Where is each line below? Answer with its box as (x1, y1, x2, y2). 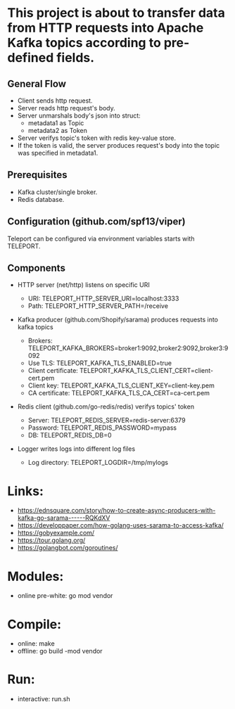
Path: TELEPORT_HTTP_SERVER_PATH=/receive (27, 302, 169, 310)
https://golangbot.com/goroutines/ (17, 544, 118, 552)
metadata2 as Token (27, 127, 88, 134)
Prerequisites (7, 169, 68, 181)
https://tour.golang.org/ (17, 536, 86, 544)
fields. (56, 50, 95, 66)
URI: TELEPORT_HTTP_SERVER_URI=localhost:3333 (27, 294, 179, 303)
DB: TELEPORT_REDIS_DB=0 (27, 431, 112, 440)
